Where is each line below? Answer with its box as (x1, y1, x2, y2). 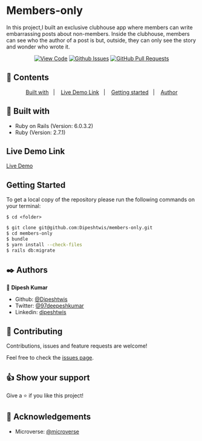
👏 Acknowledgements (6, 412, 91, 422)
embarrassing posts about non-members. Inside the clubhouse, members (6, 30, 191, 37)
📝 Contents (6, 72, 50, 82)
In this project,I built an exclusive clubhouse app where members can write (6, 24, 193, 31)
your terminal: (6, 203, 41, 210)
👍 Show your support (6, 372, 90, 383)
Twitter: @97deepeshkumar (15, 302, 85, 309)
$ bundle (6, 236, 28, 242)
